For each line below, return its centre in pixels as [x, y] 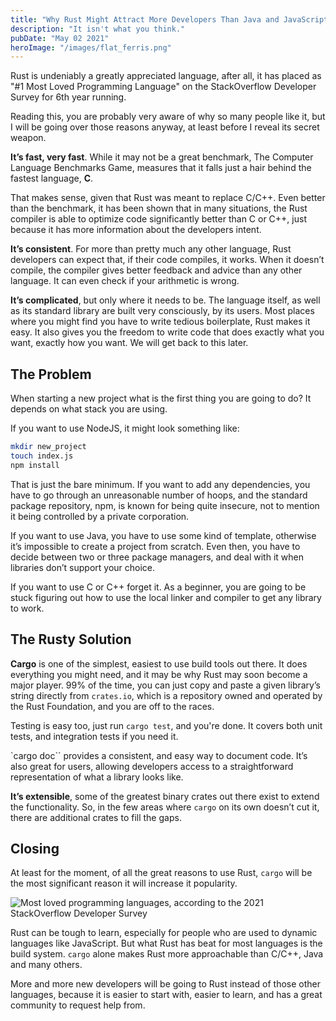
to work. [27, 608]
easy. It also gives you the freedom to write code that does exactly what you [167, 332]
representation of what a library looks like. [97, 777]
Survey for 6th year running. [68, 97]
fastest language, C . [52, 178]
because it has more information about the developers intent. [136, 230]
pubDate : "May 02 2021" [60, 38]
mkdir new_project [48, 447]
